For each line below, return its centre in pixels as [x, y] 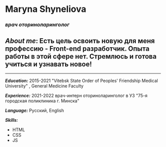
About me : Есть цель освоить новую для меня [80, 41]
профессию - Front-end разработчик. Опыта [77, 48]
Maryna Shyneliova [46, 9]
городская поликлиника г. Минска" [42, 101]
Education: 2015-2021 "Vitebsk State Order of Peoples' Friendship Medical [82, 80]
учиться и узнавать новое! [49, 64]
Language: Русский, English [35, 110]
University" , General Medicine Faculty [44, 86]
